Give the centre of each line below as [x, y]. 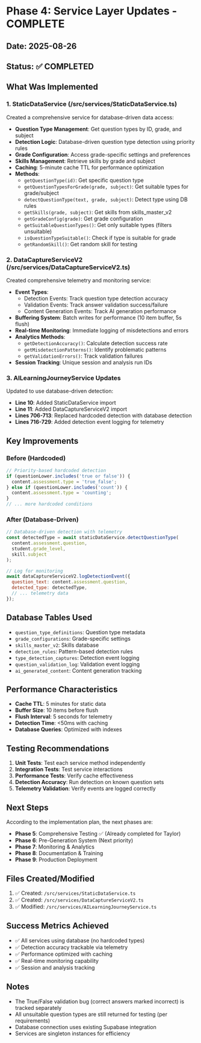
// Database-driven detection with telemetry [64, 532]
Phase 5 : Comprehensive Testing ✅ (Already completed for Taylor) [98, 834]
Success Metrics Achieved [58, 926]
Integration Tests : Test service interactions [69, 770]
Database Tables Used [49, 618]
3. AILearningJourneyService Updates [64, 378]
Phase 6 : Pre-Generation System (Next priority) [74, 841]
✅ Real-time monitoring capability [57, 960]
